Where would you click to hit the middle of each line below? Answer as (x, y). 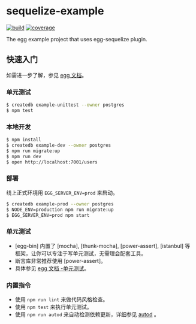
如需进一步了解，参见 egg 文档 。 (47, 75)
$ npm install (24, 140)
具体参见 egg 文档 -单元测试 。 (52, 268)
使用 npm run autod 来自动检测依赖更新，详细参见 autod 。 (87, 314)
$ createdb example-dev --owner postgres (59, 145)
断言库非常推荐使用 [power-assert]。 (61, 261)
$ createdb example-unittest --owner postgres (65, 105)
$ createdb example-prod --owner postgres (60, 204)
